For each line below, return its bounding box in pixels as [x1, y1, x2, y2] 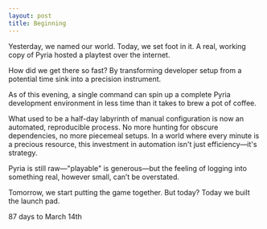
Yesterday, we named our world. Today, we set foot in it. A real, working [8, 41, 247, 51]
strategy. [8, 148, 38, 157]
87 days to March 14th [8, 211, 83, 221]
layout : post [8, 11, 52, 20]
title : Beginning [8, 19, 67, 27]
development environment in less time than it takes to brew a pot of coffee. [8, 98, 257, 108]
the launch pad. [8, 196, 60, 206]
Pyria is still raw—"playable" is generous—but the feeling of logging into [8, 163, 248, 173]
